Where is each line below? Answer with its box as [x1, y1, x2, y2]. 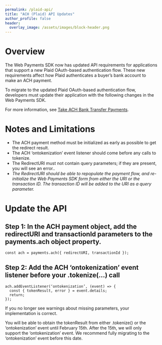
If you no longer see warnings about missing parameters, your [5, 305, 130, 311]
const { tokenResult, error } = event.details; [9, 288, 108, 293]
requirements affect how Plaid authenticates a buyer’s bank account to [5, 72, 146, 78]
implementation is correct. [5, 310, 57, 316]
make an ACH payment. [5, 78, 52, 83]
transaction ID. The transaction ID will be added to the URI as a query [12, 181, 152, 187]
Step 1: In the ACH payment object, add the [5, 222, 137, 230]
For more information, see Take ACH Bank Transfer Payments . [5, 107, 130, 113]
